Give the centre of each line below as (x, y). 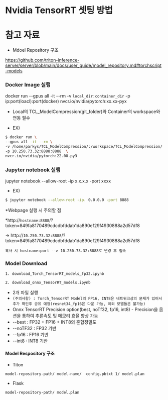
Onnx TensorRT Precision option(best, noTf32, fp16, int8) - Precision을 (85, 310)
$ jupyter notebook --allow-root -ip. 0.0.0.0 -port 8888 (67, 200)
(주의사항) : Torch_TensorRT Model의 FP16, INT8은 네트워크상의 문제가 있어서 (87, 299)
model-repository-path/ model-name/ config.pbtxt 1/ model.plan (75, 374)
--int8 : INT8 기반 (30, 341)
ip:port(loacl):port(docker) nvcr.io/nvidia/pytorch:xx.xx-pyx (66, 102)
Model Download (26, 263)
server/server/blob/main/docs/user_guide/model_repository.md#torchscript (83, 65)
